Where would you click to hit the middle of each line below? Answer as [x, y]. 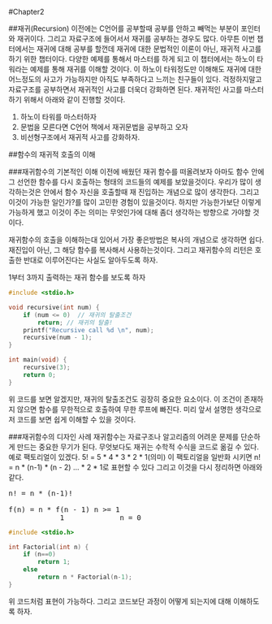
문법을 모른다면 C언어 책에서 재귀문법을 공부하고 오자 [104, 127]
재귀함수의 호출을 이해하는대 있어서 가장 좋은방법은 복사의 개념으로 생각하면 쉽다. [136, 240]
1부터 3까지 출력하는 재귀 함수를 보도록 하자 [77, 277]
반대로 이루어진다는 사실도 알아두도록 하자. [91, 260]
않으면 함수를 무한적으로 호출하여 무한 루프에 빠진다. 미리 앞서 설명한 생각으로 [139, 409]
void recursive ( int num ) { [54, 307]
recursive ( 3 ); [47, 367]
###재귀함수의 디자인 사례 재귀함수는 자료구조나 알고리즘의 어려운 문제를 [124, 436]
